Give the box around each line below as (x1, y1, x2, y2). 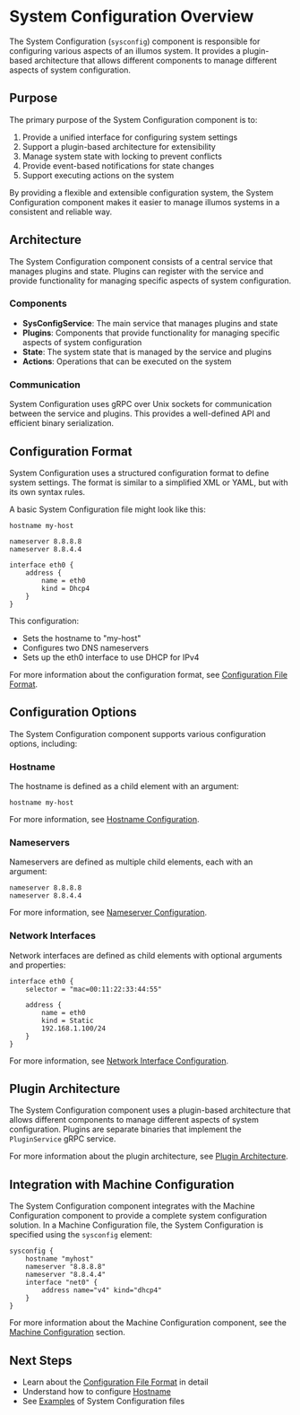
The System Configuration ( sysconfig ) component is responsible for (9, 36, 261, 47)
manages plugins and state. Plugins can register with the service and (9, 265, 264, 276)
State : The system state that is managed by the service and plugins (21, 346, 272, 357)
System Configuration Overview (9, 6, 254, 27)
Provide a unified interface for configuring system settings (21, 132, 238, 143)
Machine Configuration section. (9, 1327, 125, 1338)
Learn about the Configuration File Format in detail (21, 1376, 209, 1387)
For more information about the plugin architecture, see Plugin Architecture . (9, 1150, 288, 1162)
